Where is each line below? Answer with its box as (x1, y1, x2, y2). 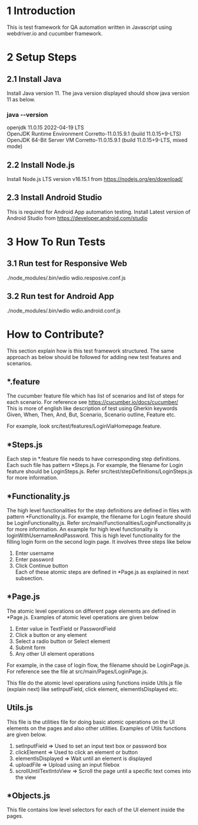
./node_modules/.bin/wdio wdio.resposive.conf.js (6, 274, 126, 281)
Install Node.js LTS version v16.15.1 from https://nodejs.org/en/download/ (6, 176, 183, 183)
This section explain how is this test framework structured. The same (6, 347, 174, 354)
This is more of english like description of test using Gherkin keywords (6, 405, 178, 412)
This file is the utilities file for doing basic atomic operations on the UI (6, 718, 175, 725)
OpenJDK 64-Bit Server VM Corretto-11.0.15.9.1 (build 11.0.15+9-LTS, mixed (6, 137, 188, 144)
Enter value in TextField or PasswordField (15, 625, 116, 632)
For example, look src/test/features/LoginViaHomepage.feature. (6, 423, 161, 430)
